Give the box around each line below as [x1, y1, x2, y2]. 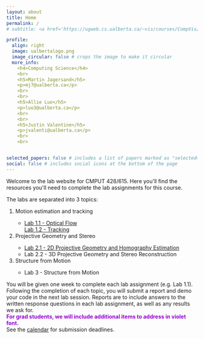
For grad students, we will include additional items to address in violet [6, 313, 186, 320]
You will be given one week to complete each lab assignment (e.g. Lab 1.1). [6, 281, 193, 288]
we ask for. [6, 306, 34, 313]
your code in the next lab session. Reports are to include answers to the [6, 293, 186, 301]
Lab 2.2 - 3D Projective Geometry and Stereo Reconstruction [24, 250, 177, 257]
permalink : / [6, 20, 39, 26]
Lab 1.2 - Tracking [24, 226, 70, 233]
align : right [12, 43, 45, 49]
